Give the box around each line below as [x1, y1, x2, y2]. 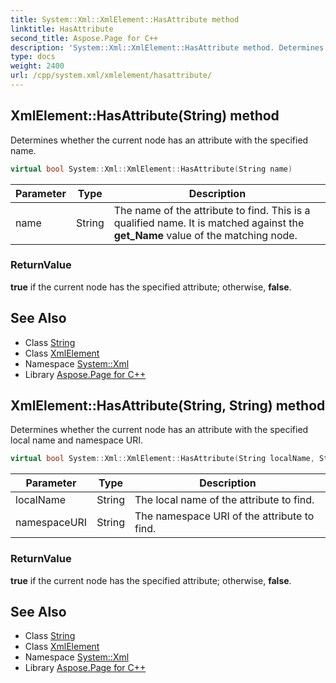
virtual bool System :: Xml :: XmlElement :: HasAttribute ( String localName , [10, 454, 315, 464]
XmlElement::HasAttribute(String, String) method [10, 397, 326, 415]
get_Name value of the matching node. [113, 228, 298, 242]
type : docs [10, 52, 56, 62]
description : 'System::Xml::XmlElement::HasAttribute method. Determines [10, 42, 325, 53]
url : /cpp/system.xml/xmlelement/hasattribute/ [10, 71, 213, 81]
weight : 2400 [10, 61, 65, 71]
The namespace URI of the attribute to [134, 509, 315, 523]
